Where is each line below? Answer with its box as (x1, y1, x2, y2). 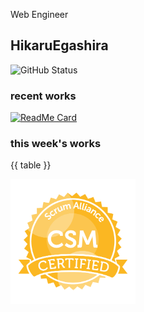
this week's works (10, 137, 102, 151)
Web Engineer (10, 9, 69, 20)
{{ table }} (10, 159, 52, 171)
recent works (10, 89, 77, 103)
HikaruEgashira (10, 37, 109, 54)
